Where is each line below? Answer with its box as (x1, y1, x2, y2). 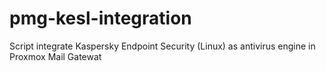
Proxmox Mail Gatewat (9, 50, 102, 62)
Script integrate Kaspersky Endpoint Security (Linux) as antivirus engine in (9, 40, 316, 52)
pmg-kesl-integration (9, 7, 192, 30)
